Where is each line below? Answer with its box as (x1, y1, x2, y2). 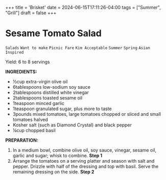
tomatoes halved (12, 116, 49, 122)
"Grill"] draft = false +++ (5, 10, 57, 16)
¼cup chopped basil (12, 127, 56, 133)
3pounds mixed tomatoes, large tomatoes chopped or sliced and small (12, 111, 161, 117)
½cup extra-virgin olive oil (12, 79, 68, 85)
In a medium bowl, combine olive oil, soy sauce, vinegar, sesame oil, (12, 147, 157, 153)
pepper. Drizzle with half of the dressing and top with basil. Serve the (12, 163, 159, 169)
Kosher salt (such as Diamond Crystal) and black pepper (12, 122, 132, 128)
